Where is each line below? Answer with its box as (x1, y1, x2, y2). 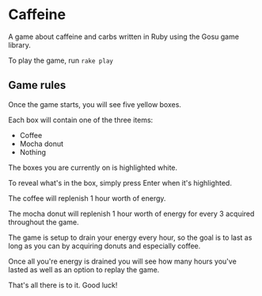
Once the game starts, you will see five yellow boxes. (8, 99, 182, 109)
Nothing (19, 147, 46, 156)
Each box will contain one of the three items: (8, 115, 154, 125)
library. (8, 40, 32, 49)
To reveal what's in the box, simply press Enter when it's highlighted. (8, 178, 232, 187)
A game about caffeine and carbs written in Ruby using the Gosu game (8, 32, 240, 41)
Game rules (8, 79, 66, 92)
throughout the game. (8, 217, 79, 227)
